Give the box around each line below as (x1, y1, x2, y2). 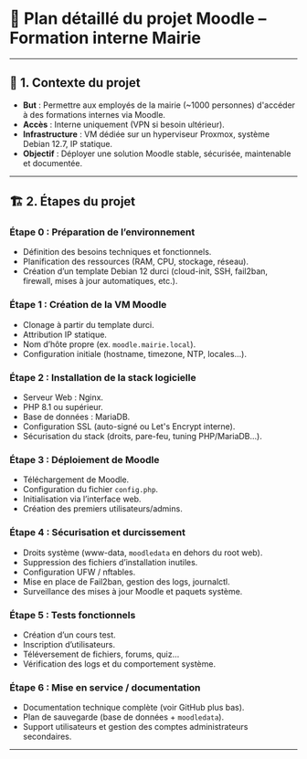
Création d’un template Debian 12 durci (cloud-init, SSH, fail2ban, (22, 266, 268, 277)
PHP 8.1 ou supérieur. (22, 402, 103, 413)
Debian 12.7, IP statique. (22, 138, 112, 149)
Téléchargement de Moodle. (22, 474, 130, 485)
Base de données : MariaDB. (22, 411, 131, 423)
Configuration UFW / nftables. (22, 566, 136, 577)
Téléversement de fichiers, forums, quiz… (22, 648, 180, 659)
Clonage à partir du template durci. (22, 319, 154, 330)
